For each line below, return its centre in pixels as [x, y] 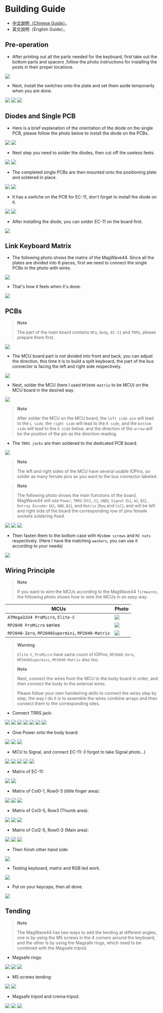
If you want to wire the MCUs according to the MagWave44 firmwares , [88, 592]
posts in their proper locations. [43, 67]
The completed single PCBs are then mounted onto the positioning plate [84, 172]
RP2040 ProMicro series [34, 625]
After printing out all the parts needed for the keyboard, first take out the [84, 57]
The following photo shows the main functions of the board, [77, 496]
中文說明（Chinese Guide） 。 [41, 23]
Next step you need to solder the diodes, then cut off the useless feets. [83, 153]
